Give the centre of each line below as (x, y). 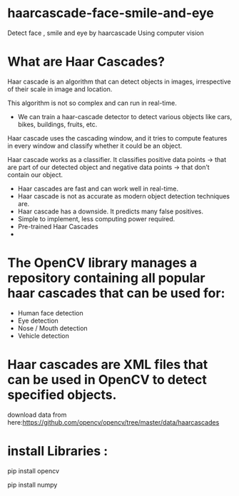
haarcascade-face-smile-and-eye (111, 13)
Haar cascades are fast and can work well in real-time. (98, 188)
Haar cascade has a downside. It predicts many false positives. (110, 211)
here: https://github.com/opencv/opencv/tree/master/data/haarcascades (113, 422)
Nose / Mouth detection (52, 328)
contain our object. (35, 174)
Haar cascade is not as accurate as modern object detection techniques (124, 196)
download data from (37, 415)
